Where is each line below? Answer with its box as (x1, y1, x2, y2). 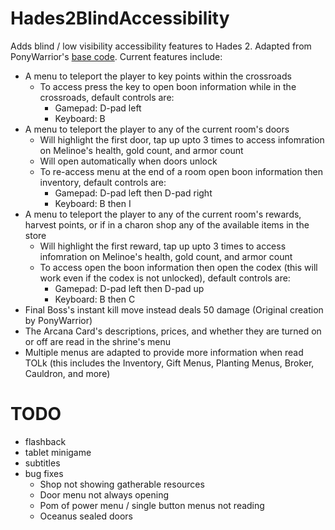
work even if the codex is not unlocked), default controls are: (39, 272, 291, 284)
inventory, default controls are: (39, 176, 167, 188)
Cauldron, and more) (24, 367, 111, 379)
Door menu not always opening (39, 488, 169, 501)
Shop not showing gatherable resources (39, 478, 205, 490)
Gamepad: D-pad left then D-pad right (54, 187, 213, 199)
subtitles (24, 457, 61, 469)
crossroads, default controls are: (39, 91, 175, 103)
